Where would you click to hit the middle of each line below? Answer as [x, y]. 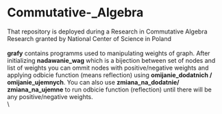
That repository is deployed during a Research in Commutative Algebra [107, 31]
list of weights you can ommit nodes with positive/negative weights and [108, 68]
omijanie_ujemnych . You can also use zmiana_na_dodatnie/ [93, 82]
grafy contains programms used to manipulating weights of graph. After [109, 53]
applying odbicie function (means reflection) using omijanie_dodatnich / [110, 75]
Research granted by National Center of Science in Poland [89, 38]
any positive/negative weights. [50, 96]
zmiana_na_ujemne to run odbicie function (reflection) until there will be [110, 89]
